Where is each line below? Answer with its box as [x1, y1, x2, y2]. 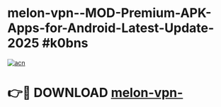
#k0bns [42, 35, 89, 51]
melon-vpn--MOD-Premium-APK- [7, 5, 212, 21]
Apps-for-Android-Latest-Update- [7, 20, 215, 36]
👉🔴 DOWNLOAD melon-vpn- [7, 85, 183, 101]
